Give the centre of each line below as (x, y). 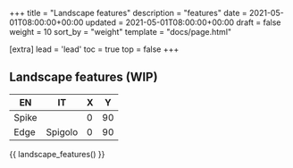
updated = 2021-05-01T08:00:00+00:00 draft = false (183, 22)
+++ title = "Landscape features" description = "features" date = (128, 13)
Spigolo (62, 131)
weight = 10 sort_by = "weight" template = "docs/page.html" (121, 32)
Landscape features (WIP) (84, 77)
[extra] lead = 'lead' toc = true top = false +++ (94, 49)
